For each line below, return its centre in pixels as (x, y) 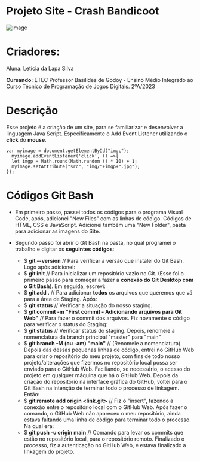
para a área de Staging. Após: (60, 299)
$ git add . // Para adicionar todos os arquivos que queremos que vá (108, 292)
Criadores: (33, 52)
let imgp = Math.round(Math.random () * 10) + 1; (74, 161)
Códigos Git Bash (50, 195)
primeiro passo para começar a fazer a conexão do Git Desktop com (109, 280)
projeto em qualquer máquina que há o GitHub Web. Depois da (101, 375)
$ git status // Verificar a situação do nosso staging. (88, 305)
